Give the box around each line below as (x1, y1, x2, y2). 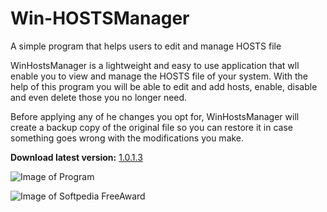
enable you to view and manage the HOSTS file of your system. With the (10, 70, 308, 82)
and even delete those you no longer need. (10, 91, 188, 103)
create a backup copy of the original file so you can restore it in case (10, 121, 293, 133)
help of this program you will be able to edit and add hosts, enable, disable (10, 80, 318, 92)
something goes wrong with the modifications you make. (10, 132, 245, 144)
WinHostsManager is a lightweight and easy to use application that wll (10, 59, 300, 71)
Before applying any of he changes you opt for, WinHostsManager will (10, 110, 300, 122)
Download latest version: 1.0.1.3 (10, 151, 143, 163)
